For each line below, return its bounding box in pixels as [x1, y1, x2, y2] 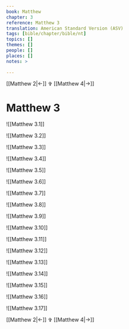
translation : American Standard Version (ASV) [6, 25, 124, 31]
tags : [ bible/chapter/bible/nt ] [6, 31, 86, 37]
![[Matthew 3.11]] [6, 236, 47, 243]
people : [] [6, 48, 33, 53]
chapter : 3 [6, 14, 33, 20]
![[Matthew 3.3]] [6, 144, 46, 151]
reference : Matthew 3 [6, 20, 60, 26]
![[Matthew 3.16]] [6, 293, 48, 300]
